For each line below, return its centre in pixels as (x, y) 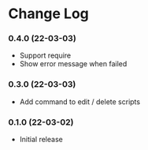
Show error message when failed (73, 64)
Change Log (48, 14)
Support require (45, 55)
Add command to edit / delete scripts (80, 101)
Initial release (41, 140)
